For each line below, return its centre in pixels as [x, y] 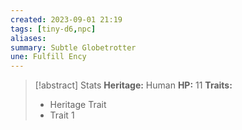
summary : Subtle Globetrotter [73, 47]
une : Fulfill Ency [48, 57]
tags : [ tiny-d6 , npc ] [53, 29]
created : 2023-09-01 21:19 [66, 19]
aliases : [28, 38]
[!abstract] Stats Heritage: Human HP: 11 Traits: [133, 85]
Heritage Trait [78, 105]
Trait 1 [62, 115]
